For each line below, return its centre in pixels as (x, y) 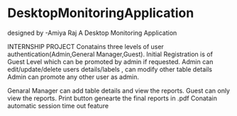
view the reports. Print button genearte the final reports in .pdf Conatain (112, 98)
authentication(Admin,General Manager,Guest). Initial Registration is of (110, 54)
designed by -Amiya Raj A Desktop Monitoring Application (92, 33)
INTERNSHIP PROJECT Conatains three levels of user (86, 46)
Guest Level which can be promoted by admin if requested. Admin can (110, 61)
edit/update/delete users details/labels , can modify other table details (110, 69)
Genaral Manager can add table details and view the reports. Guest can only (119, 90)
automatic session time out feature (58, 105)
